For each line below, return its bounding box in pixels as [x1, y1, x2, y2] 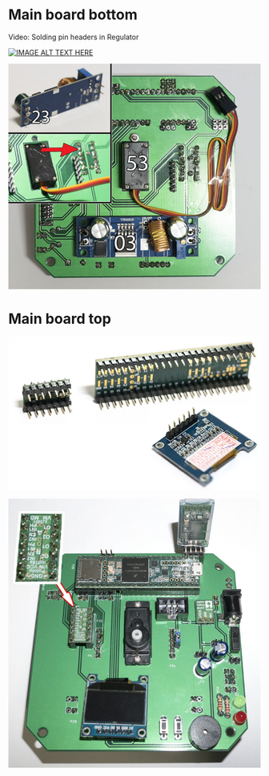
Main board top [8, 309, 112, 328]
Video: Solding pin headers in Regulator [8, 32, 139, 42]
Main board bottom [8, 6, 138, 24]
